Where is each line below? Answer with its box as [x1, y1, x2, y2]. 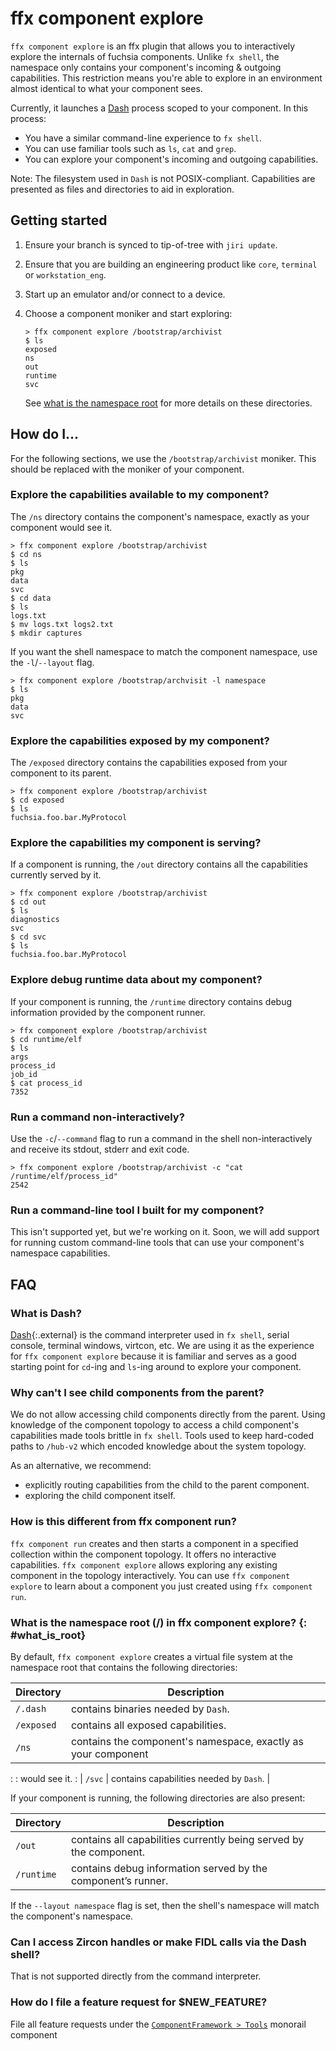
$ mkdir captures [10, 628, 83, 638]
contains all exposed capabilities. [70, 1718, 227, 1732]
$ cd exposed [10, 795, 65, 806]
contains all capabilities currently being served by [70, 1832, 305, 1846]
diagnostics [10, 915, 60, 925]
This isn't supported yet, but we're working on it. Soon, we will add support [10, 1226, 320, 1238]
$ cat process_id [10, 1078, 83, 1088]
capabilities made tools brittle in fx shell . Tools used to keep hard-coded [10, 1430, 315, 1442]
